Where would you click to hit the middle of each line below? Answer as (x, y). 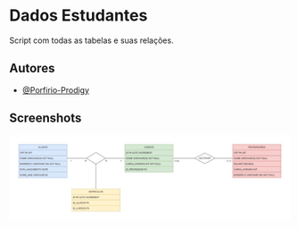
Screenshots (46, 118)
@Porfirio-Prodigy (56, 89)
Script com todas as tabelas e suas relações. (91, 40)
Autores (32, 68)
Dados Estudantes (79, 16)
